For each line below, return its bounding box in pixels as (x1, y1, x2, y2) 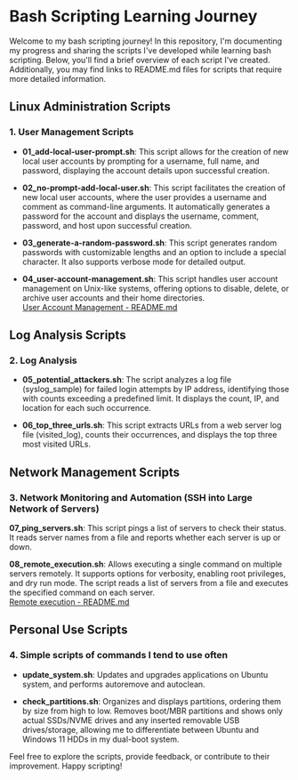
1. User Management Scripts (9, 126, 134, 139)
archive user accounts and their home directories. (21, 292, 205, 303)
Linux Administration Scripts (9, 100, 172, 115)
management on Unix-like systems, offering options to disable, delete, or (21, 283, 289, 294)
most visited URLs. (21, 438, 92, 450)
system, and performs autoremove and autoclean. (21, 679, 206, 689)
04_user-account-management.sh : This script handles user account (21, 273, 278, 284)
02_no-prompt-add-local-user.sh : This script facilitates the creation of (21, 182, 286, 193)
